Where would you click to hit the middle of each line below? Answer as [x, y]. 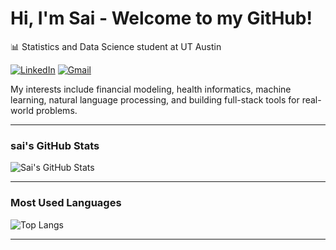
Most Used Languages [66, 203]
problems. [56, 110]
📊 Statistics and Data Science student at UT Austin [116, 46]
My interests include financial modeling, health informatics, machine [151, 89]
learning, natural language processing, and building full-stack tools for [155, 99]
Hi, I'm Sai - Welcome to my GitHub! [161, 18]
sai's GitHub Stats [55, 145]
